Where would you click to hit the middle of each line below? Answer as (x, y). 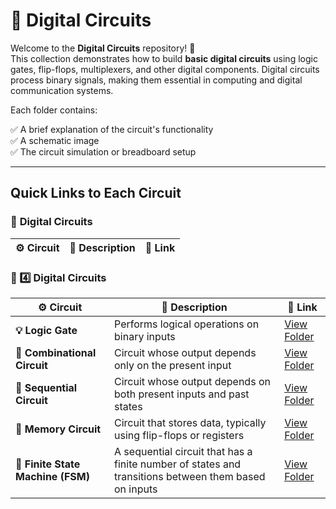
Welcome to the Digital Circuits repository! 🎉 (103, 48)
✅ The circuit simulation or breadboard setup (103, 151)
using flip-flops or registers (179, 435)
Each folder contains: (54, 110)
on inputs (136, 489)
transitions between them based (190, 476)
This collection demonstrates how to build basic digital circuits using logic (164, 58)
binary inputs (145, 336)
